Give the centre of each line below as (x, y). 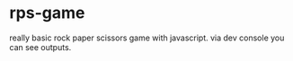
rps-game (47, 13)
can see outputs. (40, 47)
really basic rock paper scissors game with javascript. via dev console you (147, 38)
